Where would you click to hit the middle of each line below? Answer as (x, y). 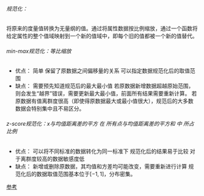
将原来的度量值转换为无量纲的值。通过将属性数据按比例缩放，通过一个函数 (99, 28)
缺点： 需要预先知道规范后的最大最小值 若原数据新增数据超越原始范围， (104, 86)
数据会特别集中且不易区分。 (50, 109)
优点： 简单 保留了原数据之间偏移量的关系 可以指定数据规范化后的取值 (102, 71)
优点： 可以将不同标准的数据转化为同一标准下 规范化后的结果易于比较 (102, 151)
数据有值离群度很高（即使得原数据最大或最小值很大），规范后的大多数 (107, 101)
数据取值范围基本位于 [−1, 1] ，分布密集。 (86, 174)
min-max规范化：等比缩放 (39, 51)
